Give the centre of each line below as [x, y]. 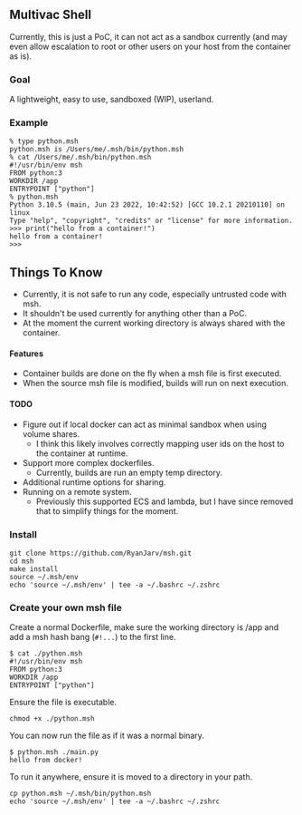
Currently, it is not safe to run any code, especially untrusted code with [154, 295]
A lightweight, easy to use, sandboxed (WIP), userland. [112, 100]
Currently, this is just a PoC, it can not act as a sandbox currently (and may [148, 36]
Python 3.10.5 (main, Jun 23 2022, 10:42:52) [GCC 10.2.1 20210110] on [147, 205]
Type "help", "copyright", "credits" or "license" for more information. [151, 221]
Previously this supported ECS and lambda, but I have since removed [165, 501]
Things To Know [56, 272]
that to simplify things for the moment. [107, 510]
